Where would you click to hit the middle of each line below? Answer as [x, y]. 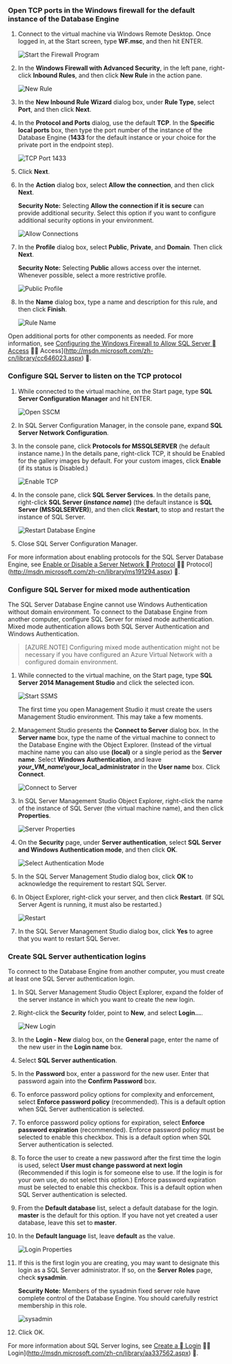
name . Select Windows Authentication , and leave [89, 759]
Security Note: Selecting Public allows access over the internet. [109, 268]
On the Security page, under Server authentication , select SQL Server [119, 842]
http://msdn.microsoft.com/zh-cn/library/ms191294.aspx [90, 571]
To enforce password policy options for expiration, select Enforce [111, 1123]
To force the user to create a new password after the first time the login [119, 1158]
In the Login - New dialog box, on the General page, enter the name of [118, 1040]
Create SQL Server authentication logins [77, 957]
